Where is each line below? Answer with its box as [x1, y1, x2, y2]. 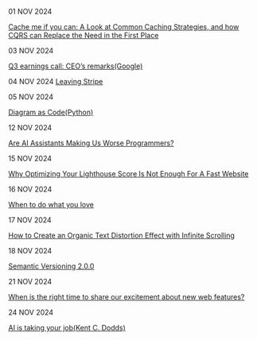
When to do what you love [8, 200, 94, 209]
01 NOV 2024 [8, 7, 53, 16]
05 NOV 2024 [8, 92, 54, 102]
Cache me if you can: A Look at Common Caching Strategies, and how [8, 22, 239, 31]
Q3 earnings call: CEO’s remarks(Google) [8, 61, 143, 71]
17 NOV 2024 [8, 215, 52, 225]
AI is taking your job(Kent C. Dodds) [8, 323, 126, 332]
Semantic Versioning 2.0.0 [8, 261, 95, 271]
